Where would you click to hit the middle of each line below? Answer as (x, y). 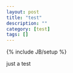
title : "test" (24, 18)
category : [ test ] (28, 29)
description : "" (27, 23)
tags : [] (17, 35)
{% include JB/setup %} (36, 52)
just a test (19, 64)
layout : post (23, 12)
